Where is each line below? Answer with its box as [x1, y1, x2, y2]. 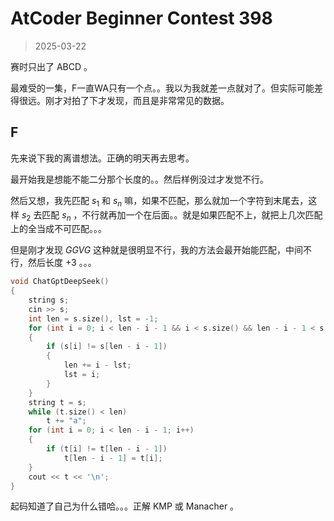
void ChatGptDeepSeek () [10, 277, 110, 287]
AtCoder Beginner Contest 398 [10, 7, 273, 30]
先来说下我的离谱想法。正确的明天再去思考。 [10, 152, 195, 164]
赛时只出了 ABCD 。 [10, 60, 93, 72]
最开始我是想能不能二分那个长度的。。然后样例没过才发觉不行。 [10, 173, 269, 185]
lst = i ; [63, 370, 101, 380]
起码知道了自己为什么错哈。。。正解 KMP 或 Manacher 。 [10, 500, 240, 512]
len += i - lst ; [63, 360, 132, 371]
